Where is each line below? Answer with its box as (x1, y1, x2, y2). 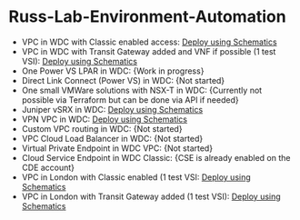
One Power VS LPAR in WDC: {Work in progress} (21, 65, 205, 76)
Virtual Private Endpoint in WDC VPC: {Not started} (21, 143, 214, 154)
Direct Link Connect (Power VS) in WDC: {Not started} (21, 75, 225, 85)
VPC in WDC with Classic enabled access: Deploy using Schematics (21, 36, 278, 47)
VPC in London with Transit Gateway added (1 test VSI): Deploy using (21, 191, 281, 202)
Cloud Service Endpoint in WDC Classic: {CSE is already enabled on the (21, 152, 291, 163)
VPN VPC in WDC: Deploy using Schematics (21, 114, 188, 125)
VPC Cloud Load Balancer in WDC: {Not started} (21, 133, 204, 144)
